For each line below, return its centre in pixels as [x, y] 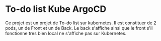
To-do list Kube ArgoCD [56, 9]
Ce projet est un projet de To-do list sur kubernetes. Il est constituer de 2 [81, 23]
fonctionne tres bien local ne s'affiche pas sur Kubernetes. [66, 33]
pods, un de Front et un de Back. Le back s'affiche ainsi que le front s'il [79, 28]
